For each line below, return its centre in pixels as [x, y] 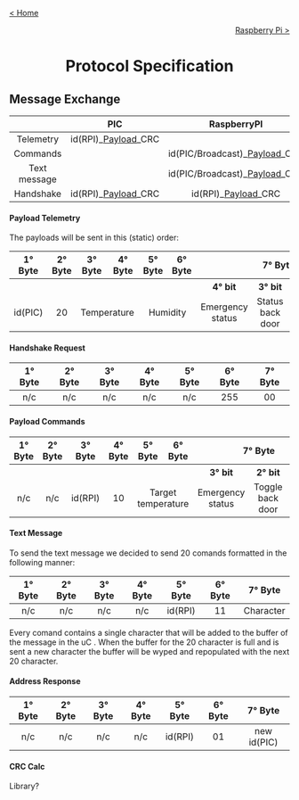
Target [163, 492]
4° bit [224, 287]
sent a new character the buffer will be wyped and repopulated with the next [149, 651]
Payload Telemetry [45, 218]
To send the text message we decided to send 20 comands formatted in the [148, 553]
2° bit [268, 472]
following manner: [42, 562]
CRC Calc [27, 766]
